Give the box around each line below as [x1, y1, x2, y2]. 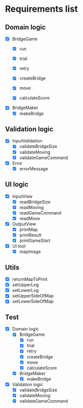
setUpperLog [12, 282, 39, 288]
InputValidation [12, 138, 42, 144]
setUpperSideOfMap [12, 293, 54, 299]
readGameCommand [19, 210, 62, 216]
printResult [19, 232, 41, 238]
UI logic [5, 180, 29, 189]
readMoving [19, 204, 44, 210]
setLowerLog [12, 287, 39, 293]
